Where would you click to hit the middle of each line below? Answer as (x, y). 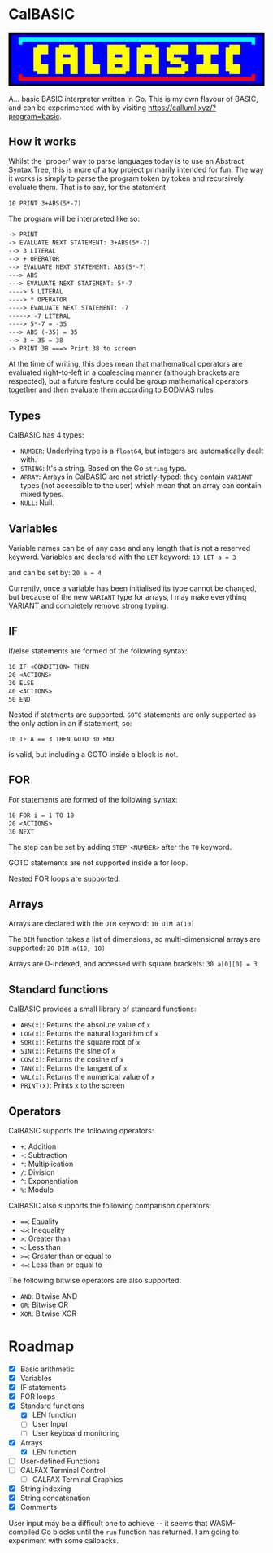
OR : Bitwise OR (44, 1305)
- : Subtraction (43, 1155)
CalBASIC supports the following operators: (81, 1131)
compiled (24, 1532)
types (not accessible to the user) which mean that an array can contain (141, 486)
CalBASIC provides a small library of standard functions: (102, 1009)
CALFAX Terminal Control (63, 1470)
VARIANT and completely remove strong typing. (89, 606)
